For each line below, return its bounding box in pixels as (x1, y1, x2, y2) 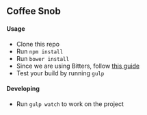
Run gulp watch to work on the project (16, 99, 124, 108)
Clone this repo (16, 40, 59, 48)
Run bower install (16, 54, 70, 62)
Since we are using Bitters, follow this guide (16, 62, 140, 70)
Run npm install (16, 47, 64, 55)
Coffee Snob (6, 5, 61, 17)
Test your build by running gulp (16, 68, 105, 77)
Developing (6, 85, 40, 93)
